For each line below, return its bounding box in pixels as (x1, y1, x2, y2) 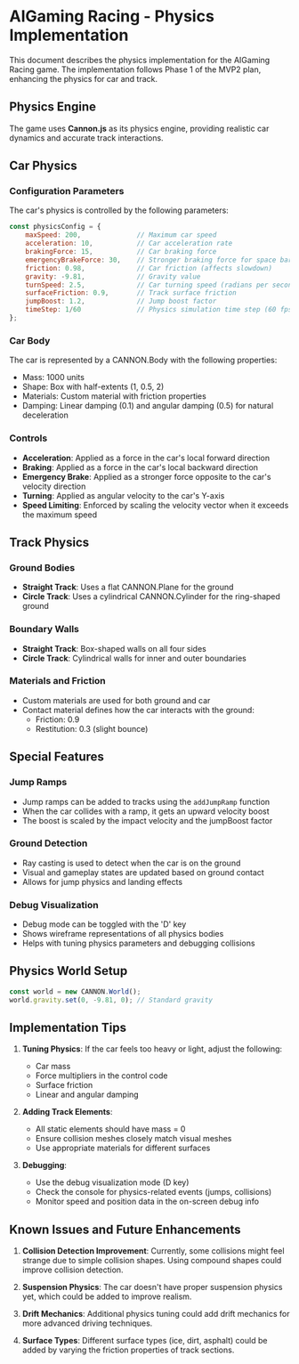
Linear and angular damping (35, 1089, 140, 1100)
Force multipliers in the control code (35, 1070, 168, 1081)
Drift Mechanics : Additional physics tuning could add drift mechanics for (21, 1309, 291, 1319)
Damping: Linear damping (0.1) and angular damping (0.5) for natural (21, 401, 274, 411)
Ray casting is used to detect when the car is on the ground (21, 857, 241, 868)
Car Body (9, 334, 51, 346)
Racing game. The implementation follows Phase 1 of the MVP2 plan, (9, 64, 262, 75)
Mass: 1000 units (21, 372, 85, 383)
